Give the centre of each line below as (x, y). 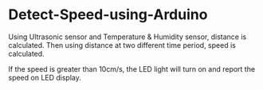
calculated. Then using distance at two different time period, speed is (122, 45)
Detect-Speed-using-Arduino (108, 15)
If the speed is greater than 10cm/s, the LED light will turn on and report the (132, 68)
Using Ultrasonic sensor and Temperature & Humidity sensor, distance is (128, 37)
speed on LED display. (45, 77)
